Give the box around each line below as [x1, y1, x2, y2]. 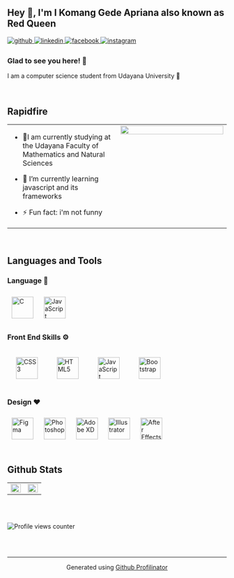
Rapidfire [7, 105, 48, 117]
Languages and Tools [7, 255, 102, 267]
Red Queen [7, 18, 56, 30]
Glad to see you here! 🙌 [7, 56, 87, 65]
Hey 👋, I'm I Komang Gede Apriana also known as [7, 7, 225, 19]
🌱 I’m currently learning [22, 173, 99, 183]
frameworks [22, 191, 63, 201]
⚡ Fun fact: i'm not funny [22, 207, 103, 217]
